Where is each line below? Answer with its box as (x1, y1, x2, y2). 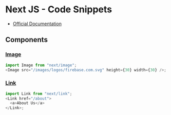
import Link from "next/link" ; (5, 91, 72, 96)
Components (5, 35, 48, 44)
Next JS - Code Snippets (5, 4, 112, 15)
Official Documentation (12, 21, 62, 27)
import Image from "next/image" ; (5, 63, 77, 68)
